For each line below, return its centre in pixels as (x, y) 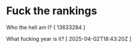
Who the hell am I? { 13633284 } (46, 27)
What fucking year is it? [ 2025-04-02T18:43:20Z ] (69, 39)
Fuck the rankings (52, 11)
